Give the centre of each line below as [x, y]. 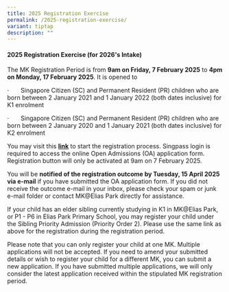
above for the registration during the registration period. [86, 232]
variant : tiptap [30, 26]
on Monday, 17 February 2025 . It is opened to [72, 77]
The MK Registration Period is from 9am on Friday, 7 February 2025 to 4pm [115, 70]
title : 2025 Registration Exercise [58, 13]
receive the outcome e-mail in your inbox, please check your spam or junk [112, 189]
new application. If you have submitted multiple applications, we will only [110, 267]
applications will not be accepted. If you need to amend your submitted [108, 252]
